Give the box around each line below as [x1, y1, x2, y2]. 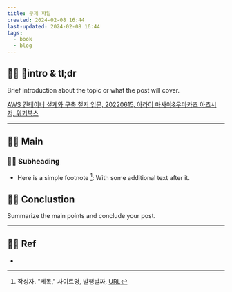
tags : [7, 29, 23, 37]
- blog [13, 42, 32, 49]
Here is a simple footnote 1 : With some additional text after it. [17, 172, 190, 182]
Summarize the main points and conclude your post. [7, 211, 156, 220]
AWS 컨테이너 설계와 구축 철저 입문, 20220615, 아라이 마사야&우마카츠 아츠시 [7, 100, 217, 108]
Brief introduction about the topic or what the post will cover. [7, 86, 180, 94]
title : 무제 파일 [7, 10, 52, 17]
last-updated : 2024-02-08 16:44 [7, 23, 100, 30]
